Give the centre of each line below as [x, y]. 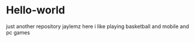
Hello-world [36, 10]
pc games [18, 32]
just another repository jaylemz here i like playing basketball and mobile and [97, 26]
